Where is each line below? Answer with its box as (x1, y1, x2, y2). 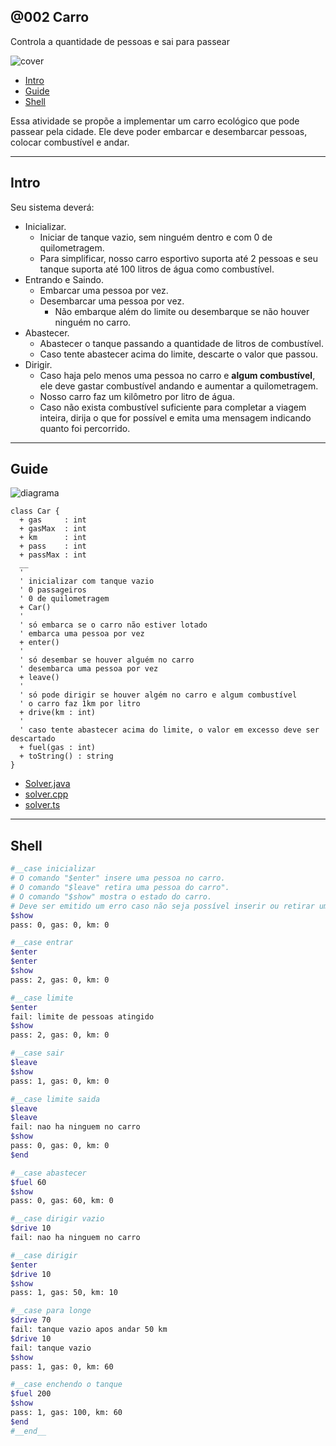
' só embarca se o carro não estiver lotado (19, 620, 208, 630)
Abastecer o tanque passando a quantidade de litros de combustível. (39, 337, 325, 349)
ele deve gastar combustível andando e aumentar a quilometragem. (39, 380, 319, 392)
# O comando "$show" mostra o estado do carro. (10, 891, 213, 902)
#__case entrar (10, 938, 74, 948)
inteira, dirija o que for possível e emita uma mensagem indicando (39, 411, 312, 424)
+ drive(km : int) (19, 708, 97, 718)
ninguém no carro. (54, 316, 132, 328)
